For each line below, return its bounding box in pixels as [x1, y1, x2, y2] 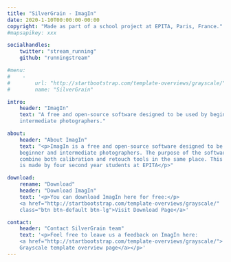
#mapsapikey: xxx [7, 29, 57, 36]
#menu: [7, 67, 26, 74]
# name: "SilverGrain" [7, 86, 94, 93]
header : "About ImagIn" [19, 136, 88, 143]
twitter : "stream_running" [19, 48, 97, 55]
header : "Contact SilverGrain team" [19, 225, 125, 232]
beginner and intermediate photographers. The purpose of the [19, 149, 201, 156]
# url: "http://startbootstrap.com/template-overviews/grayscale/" [7, 80, 226, 87]
